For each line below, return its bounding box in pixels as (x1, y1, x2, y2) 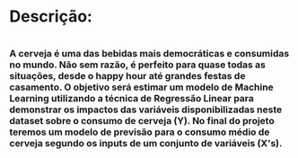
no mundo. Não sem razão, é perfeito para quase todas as (9, 58, 267, 71)
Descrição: (9, 6, 92, 27)
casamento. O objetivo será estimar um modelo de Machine (9, 81, 274, 93)
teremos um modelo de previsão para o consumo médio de (9, 126, 270, 138)
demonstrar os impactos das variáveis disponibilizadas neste (9, 103, 283, 116)
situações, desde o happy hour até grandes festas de (9, 70, 246, 83)
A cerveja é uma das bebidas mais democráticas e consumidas (9, 48, 290, 60)
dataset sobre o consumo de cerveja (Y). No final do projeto (9, 115, 276, 127)
